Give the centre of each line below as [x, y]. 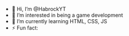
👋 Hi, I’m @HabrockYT [39, 9]
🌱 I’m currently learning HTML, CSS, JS [59, 21]
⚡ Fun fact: [25, 28]
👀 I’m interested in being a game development [67, 15]
